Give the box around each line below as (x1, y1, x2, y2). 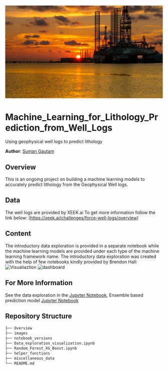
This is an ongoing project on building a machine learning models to (5, 176, 145, 182)
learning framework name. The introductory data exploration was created (5, 253, 156, 259)
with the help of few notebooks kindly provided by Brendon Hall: (5, 258, 137, 264)
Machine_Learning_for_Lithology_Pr (5, 111, 158, 123)
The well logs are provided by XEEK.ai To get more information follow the (5, 209, 156, 215)
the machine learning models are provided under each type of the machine (5, 248, 159, 254)
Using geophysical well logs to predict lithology (5, 139, 102, 145)
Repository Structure (5, 312, 72, 320)
